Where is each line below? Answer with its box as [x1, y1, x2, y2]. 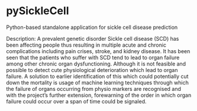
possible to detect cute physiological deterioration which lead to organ [6, 66, 178, 73]
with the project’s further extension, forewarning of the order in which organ [6, 92, 192, 99]
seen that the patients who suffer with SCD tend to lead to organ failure [6, 54, 180, 61]
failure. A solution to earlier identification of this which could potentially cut [6, 73, 189, 80]
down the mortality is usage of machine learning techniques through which [6, 79, 189, 86]
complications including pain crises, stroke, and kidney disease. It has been [6, 47, 190, 54]
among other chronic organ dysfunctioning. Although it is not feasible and [6, 60, 186, 67]
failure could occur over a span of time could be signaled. [6, 97, 147, 105]
